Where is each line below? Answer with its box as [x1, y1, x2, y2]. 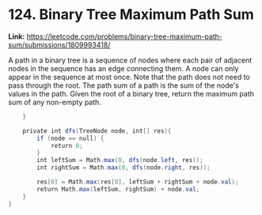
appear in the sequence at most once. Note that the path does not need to [8, 72, 251, 81]
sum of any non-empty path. [8, 97, 101, 107]
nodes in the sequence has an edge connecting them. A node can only [8, 63, 239, 73]
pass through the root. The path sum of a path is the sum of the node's [8, 81, 240, 90]
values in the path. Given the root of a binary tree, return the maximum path [8, 89, 255, 98]
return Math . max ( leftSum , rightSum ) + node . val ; [36, 185, 200, 193]
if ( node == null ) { [36, 134, 104, 142]
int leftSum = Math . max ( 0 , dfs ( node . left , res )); [36, 157, 203, 164]
